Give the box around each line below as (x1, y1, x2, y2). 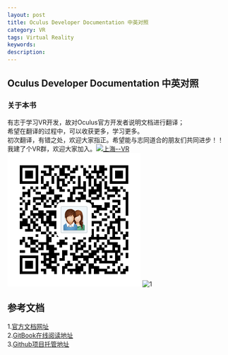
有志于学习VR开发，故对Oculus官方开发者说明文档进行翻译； (7, 117, 185, 127)
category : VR (7, 26, 46, 33)
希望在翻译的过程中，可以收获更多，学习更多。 (7, 127, 143, 135)
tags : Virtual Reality (7, 34, 74, 41)
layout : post (7, 11, 46, 18)
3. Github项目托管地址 (7, 339, 69, 348)
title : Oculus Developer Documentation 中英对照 (7, 18, 149, 26)
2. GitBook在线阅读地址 (7, 331, 73, 339)
